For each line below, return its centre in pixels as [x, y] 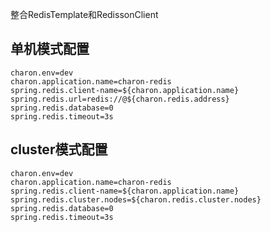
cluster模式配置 [59, 149]
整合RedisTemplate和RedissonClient [84, 14]
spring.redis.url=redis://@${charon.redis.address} [120, 99]
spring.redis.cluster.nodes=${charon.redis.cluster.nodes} [136, 199]
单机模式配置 [50, 49]
